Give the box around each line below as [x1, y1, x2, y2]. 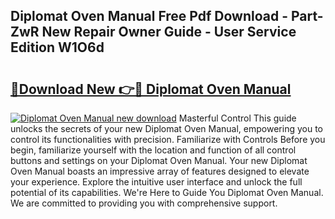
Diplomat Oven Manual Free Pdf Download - [10, 8, 289, 25]
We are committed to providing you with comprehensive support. [10, 197, 278, 209]
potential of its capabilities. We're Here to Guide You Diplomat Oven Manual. [10, 187, 324, 198]
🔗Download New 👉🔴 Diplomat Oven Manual [10, 80, 292, 98]
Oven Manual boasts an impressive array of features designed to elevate [10, 165, 310, 177]
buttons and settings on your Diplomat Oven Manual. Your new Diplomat [10, 155, 308, 166]
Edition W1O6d [10, 39, 105, 56]
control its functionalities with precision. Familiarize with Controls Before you [10, 134, 326, 145]
